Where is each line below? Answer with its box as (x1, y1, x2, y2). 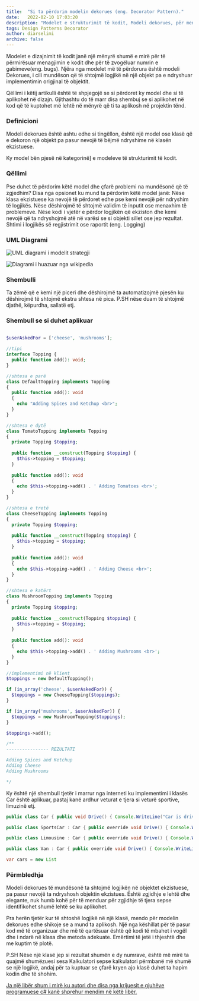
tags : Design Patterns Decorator (6, 25, 89, 32)
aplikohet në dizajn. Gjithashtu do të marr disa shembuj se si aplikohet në (6, 96, 185, 103)
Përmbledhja (6, 871, 44, 879)
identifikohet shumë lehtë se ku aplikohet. (6, 903, 108, 910)
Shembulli (6, 275, 36, 284)
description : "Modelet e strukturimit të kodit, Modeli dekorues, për (6, 20, 184, 26)
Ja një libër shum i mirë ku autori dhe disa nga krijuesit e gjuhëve (6, 982, 165, 989)
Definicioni (6, 117, 38, 125)
